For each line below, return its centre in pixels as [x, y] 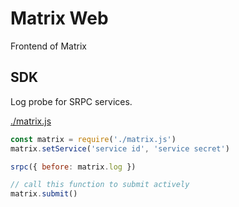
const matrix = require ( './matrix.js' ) [93, 139]
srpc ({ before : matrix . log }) [73, 167]
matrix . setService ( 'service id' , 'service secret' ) [120, 148]
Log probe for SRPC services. [71, 101]
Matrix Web [59, 18]
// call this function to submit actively [100, 185]
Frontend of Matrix [48, 46]
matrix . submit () [44, 194]
